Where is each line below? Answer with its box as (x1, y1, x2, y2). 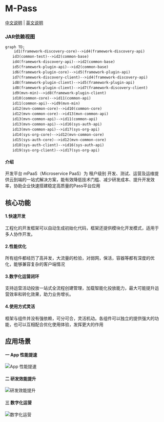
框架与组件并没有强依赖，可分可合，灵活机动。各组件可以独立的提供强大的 (5, 315, 155, 321)
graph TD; (5, 45, 25, 50)
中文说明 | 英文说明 (5, 20, 43, 25)
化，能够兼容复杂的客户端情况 (5, 261, 65, 267)
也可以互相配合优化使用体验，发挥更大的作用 (13, 322, 103, 327)
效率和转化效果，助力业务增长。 (9, 291, 74, 297)
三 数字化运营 (5, 400, 32, 406)
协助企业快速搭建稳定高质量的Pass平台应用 (13, 183, 101, 189)
